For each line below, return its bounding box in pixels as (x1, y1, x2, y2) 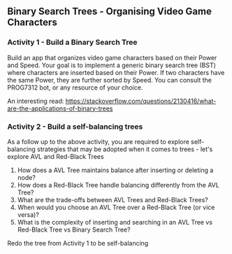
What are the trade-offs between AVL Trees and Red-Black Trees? (17, 195, 208, 204)
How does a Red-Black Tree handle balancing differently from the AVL (17, 181, 220, 189)
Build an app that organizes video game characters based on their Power (7, 53, 217, 62)
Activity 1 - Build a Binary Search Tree (7, 38, 138, 48)
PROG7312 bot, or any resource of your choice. (7, 83, 143, 92)
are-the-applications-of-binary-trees (7, 104, 113, 113)
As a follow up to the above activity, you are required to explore (7, 137, 190, 146)
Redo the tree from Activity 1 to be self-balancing (7, 239, 149, 247)
